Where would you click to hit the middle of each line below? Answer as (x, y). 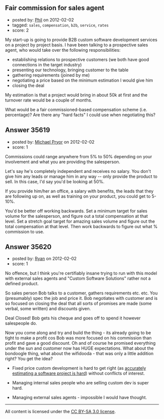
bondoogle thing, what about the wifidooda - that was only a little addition (79, 354)
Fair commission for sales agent (55, 8)
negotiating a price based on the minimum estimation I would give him (82, 80)
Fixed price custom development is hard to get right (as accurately (79, 368)
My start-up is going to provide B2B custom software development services (81, 40)
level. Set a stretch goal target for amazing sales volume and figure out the (80, 221)
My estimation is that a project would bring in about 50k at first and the (76, 95)
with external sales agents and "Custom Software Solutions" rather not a (78, 278)
